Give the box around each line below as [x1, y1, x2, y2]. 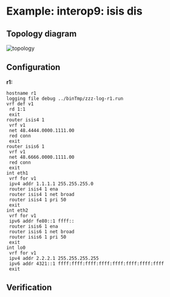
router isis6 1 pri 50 [8, 234, 67, 240]
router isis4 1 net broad [8, 191, 75, 197]
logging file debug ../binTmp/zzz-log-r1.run [6, 96, 123, 102]
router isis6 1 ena [8, 223, 59, 229]
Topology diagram [6, 29, 77, 39]
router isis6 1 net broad [8, 228, 75, 235]
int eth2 [6, 207, 29, 214]
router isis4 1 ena [8, 186, 59, 192]
